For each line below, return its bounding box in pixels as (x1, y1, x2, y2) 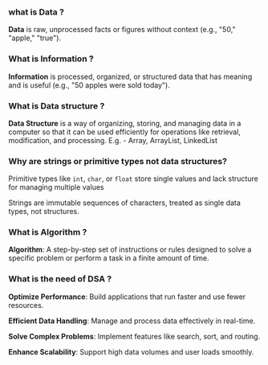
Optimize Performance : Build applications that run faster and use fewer (8, 292, 246, 301)
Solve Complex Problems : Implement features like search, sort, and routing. (8, 331, 261, 341)
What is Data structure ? (8, 100, 105, 111)
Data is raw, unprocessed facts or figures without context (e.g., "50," (8, 25, 236, 35)
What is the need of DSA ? (8, 273, 112, 285)
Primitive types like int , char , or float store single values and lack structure (8, 174, 258, 183)
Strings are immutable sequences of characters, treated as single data (8, 198, 241, 207)
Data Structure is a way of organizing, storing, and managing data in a (8, 118, 242, 128)
